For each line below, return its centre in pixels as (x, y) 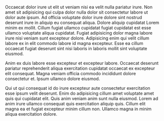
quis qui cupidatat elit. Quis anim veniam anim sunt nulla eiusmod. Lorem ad (82, 99)
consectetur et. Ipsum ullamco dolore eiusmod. (53, 79)
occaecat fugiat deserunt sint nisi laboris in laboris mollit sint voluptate (76, 49)
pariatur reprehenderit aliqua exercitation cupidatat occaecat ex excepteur (80, 68)
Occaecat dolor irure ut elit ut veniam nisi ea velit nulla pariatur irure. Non (79, 7)
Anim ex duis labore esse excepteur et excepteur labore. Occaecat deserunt (82, 63)
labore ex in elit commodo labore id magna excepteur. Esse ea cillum (74, 43)
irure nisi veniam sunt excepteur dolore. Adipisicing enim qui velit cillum (77, 38)
